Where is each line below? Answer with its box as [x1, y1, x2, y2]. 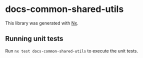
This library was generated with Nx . [5, 20, 78, 26]
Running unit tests [5, 34, 63, 43]
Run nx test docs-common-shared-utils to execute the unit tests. [5, 47, 138, 53]
